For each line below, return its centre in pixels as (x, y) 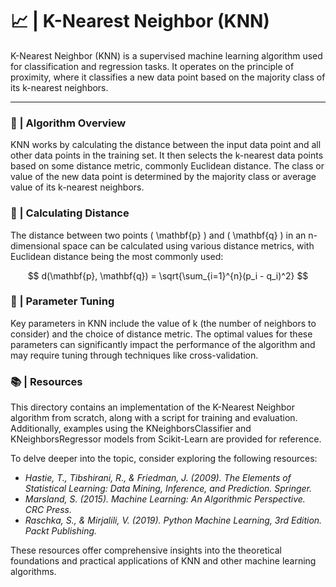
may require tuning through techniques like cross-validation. (134, 355)
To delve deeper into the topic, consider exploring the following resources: (164, 459)
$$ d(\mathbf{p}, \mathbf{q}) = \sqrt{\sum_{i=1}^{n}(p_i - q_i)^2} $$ (168, 275)
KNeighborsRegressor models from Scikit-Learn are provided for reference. (166, 439)
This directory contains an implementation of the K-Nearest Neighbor (152, 407)
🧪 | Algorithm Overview (68, 123)
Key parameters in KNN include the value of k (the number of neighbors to (163, 323)
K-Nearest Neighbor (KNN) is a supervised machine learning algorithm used (166, 55)
